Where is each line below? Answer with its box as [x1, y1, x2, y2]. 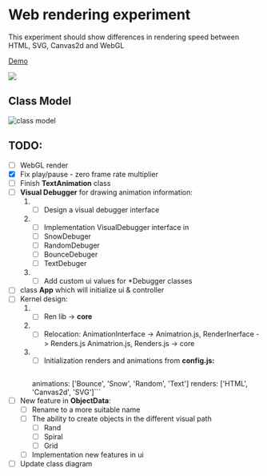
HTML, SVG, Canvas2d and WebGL [8, 40, 125, 50]
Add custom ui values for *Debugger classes [43, 276, 193, 286]
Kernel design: [19, 294, 68, 304]
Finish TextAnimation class [19, 178, 111, 188]
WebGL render [19, 160, 69, 170]
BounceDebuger [43, 250, 98, 260]
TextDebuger [43, 259, 87, 268]
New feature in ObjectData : [19, 395, 111, 405]
